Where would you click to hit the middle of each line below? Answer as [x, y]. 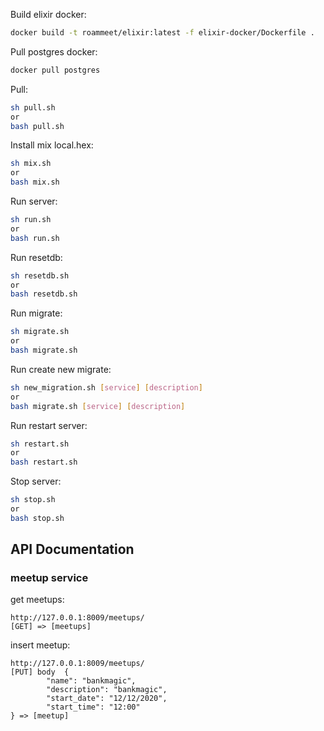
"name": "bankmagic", [91, 681]
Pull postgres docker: [54, 51]
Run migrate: [36, 313]
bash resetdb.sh [44, 294]
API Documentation [72, 549]
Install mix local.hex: [52, 145]
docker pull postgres [55, 70]
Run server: [34, 201]
